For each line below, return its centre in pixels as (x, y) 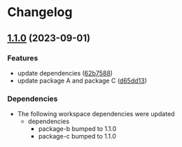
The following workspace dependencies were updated (96, 114)
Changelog (40, 12)
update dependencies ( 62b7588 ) (65, 73)
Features (23, 58)
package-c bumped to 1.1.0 (77, 136)
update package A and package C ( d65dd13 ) (82, 80)
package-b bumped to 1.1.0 (77, 129)
